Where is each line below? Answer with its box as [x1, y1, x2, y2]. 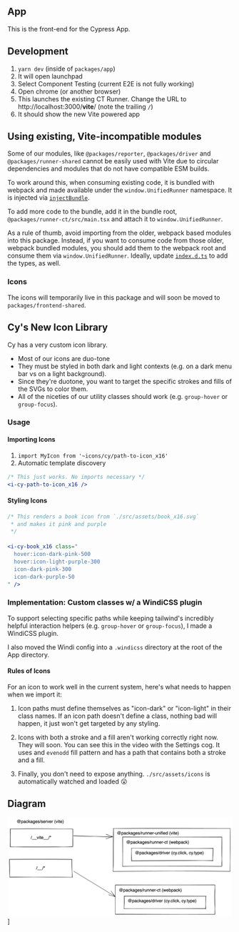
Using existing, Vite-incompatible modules [7, 131, 202, 143]
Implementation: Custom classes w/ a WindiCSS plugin [7, 597, 203, 607]
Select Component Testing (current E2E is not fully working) [17, 79, 195, 88]
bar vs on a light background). [17, 369, 107, 378]
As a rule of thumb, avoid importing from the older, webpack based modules [7, 228, 232, 238]
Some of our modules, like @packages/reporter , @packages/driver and [7, 149, 211, 158]
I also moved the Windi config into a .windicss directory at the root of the [7, 642, 223, 652]
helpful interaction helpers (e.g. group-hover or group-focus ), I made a [7, 621, 213, 630]
